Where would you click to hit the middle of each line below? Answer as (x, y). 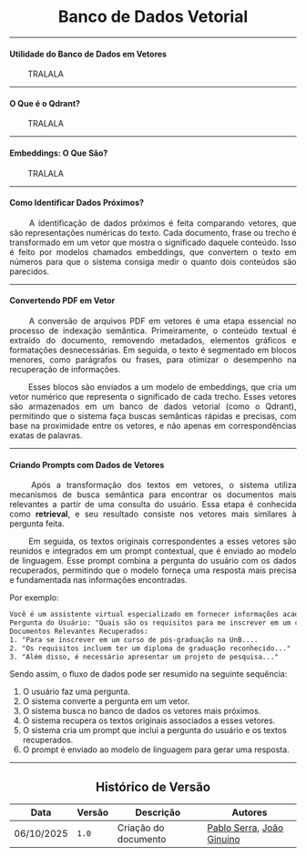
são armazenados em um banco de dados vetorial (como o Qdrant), (153, 406)
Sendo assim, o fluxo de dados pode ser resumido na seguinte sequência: (148, 674)
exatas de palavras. (46, 435)
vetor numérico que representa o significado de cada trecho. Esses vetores (153, 396)
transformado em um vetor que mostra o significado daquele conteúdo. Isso (153, 242)
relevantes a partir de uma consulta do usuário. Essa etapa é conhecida (153, 505)
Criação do (141, 828)
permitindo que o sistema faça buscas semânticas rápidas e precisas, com (153, 415)
